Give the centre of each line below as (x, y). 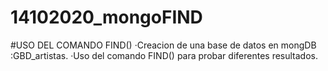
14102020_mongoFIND (106, 17)
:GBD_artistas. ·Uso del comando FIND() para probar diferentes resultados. (164, 55)
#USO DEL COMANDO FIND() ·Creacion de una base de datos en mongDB (163, 45)
